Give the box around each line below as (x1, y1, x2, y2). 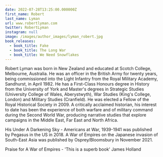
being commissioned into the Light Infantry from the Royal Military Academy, (5, 76, 158, 82)
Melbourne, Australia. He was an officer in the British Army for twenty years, (5, 71, 158, 77)
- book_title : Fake (9, 43, 49, 48)
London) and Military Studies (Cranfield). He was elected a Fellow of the (5, 97, 149, 103)
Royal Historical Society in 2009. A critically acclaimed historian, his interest (5, 102, 157, 107)
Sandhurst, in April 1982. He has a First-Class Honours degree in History (5, 81, 149, 87)
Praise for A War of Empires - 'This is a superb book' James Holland (5, 146, 142, 152)
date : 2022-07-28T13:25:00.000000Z (5, 7, 77, 12)
